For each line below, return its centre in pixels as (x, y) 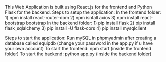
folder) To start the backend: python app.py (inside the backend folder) (78, 54)
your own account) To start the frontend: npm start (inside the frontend (78, 49)
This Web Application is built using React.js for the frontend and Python (79, 7)
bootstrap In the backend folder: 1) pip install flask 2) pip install (91, 23)
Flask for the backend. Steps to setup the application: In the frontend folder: (83, 12)
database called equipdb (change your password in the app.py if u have (79, 43)
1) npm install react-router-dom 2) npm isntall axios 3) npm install (72, 18)
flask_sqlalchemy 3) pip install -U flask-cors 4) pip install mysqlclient (76, 28)
